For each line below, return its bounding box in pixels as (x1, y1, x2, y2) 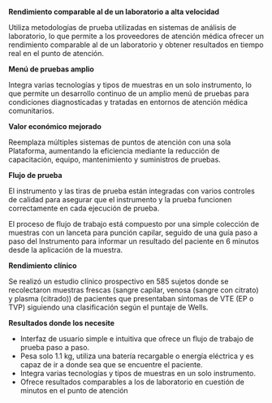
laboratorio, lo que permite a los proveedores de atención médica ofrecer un (8, 32, 264, 41)
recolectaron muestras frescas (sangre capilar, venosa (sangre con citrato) (8, 285, 259, 295)
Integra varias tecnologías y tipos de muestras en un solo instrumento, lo (8, 80, 252, 89)
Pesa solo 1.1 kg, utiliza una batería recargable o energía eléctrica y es (19, 351, 254, 361)
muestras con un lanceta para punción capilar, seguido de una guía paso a (8, 227, 258, 237)
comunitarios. (8, 106, 54, 115)
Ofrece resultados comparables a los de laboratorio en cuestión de (19, 377, 245, 387)
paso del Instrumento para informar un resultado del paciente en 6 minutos (8, 236, 260, 246)
